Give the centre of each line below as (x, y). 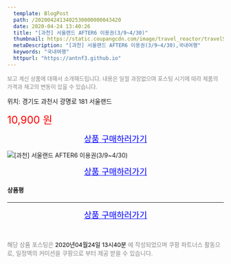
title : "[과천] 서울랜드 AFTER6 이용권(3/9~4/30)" (81, 33)
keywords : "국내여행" (42, 52)
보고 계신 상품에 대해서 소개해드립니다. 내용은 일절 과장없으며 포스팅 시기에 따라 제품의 (113, 79)
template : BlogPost (41, 13)
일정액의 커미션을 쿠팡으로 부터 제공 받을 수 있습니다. (85, 253)
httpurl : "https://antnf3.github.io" (67, 58)
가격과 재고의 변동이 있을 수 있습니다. (53, 87)
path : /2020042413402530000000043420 (67, 20)
